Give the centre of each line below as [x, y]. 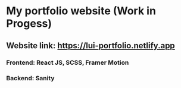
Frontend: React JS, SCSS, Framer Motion [68, 62]
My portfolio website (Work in [81, 11]
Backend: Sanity [30, 78]
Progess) [29, 23]
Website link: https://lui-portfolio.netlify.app [91, 45]
